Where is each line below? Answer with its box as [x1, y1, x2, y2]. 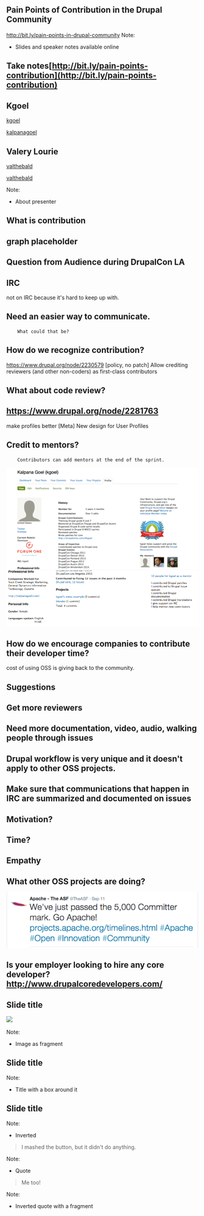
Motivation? [6, 814, 53, 825]
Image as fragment [15, 1040, 63, 1048]
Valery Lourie [6, 146, 58, 157]
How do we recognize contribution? [6, 345, 144, 355]
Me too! [21, 1179, 41, 1186]
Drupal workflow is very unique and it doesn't [6, 753, 183, 764]
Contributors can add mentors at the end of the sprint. [17, 457, 165, 463]
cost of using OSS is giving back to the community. [6, 664, 135, 672]
